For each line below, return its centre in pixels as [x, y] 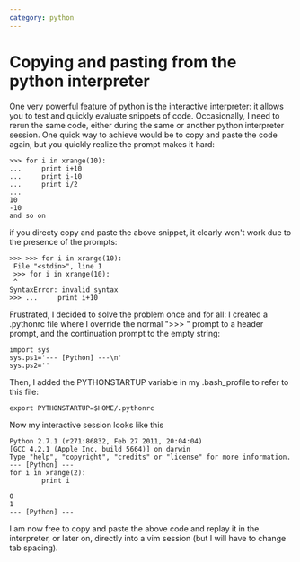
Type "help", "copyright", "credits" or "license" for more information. [150, 457]
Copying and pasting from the [123, 61]
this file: [24, 391]
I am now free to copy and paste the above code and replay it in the [134, 528]
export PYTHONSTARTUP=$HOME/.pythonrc [82, 408]
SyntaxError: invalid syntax [64, 290]
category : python [42, 18]
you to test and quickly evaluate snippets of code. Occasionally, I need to [145, 115]
